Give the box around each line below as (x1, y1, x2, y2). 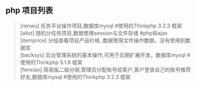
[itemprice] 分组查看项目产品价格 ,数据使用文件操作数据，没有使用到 (19, 37, 186, 44)
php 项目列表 (5, 5, 54, 16)
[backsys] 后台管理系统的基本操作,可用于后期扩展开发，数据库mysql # (19, 51, 191, 59)
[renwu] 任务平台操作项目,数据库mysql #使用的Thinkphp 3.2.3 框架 (19, 22, 182, 29)
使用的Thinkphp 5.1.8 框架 (19, 59, 83, 66)
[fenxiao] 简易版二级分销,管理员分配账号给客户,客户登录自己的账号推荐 (19, 66, 191, 73)
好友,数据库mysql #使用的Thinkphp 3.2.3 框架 (19, 73, 131, 80)
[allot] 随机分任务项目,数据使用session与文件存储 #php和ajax (19, 29, 168, 36)
